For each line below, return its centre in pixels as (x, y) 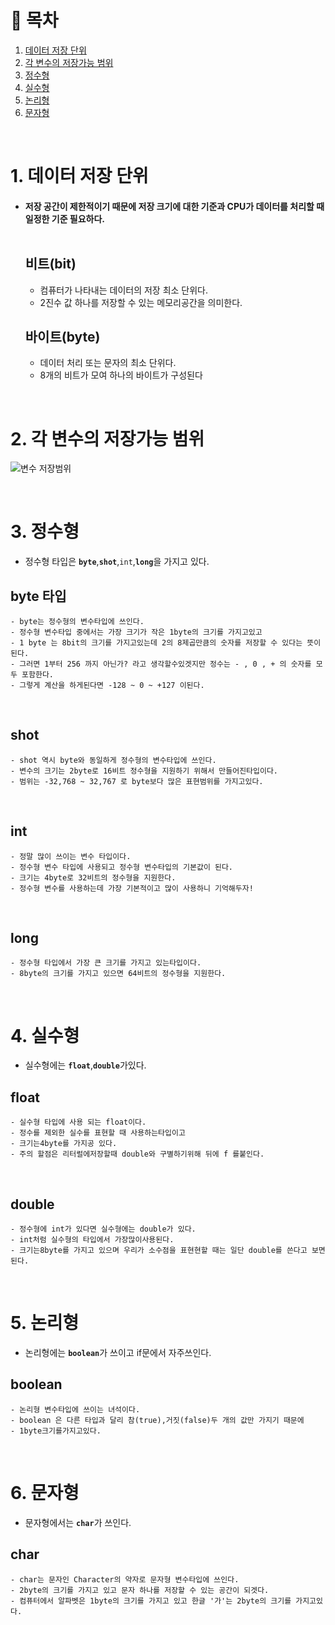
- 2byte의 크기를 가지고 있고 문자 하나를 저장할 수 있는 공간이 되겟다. (140, 1590)
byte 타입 (38, 596)
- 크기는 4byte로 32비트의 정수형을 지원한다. (93, 877)
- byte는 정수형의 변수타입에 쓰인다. (77, 622)
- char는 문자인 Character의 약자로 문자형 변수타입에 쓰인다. (125, 1579)
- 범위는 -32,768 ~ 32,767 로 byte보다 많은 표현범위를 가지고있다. (137, 781)
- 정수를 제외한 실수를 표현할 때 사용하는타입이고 (98, 1133)
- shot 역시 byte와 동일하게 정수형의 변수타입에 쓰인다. (113, 760)
